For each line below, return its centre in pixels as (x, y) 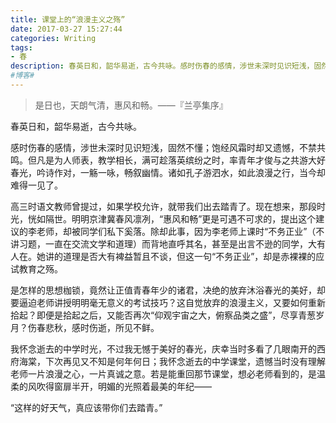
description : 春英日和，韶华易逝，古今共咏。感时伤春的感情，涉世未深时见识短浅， (162, 66)
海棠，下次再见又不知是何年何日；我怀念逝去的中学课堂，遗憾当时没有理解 (172, 361)
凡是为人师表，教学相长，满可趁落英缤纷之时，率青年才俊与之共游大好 (181, 160)
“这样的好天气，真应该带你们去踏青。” (86, 407)
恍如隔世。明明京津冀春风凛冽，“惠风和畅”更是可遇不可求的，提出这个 (172, 218)
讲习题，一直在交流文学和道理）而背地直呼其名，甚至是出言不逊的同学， (159, 243)
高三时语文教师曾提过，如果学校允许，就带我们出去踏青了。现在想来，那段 (163, 206)
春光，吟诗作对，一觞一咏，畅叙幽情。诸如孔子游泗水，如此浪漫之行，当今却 (168, 172)
